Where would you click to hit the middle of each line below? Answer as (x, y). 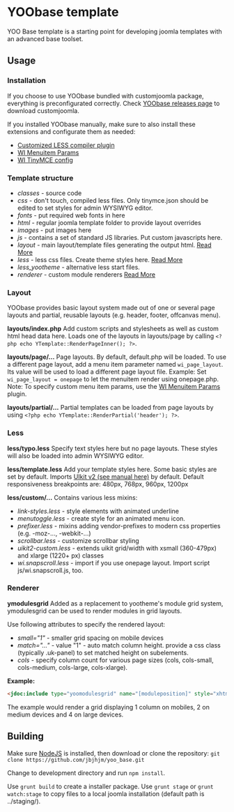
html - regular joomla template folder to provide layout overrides (109, 222)
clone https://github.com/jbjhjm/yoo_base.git (76, 760)
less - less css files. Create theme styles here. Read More (100, 259)
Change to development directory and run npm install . (86, 773)
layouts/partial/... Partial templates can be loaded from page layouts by (110, 408)
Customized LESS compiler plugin (66, 145)
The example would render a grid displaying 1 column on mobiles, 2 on (109, 707)
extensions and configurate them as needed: (71, 131)
